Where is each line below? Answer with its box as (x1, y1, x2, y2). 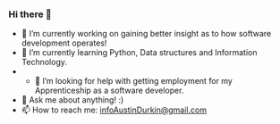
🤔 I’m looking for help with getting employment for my (34, 76, 233, 87)
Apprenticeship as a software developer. (34, 85, 184, 96)
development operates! (21, 37, 107, 48)
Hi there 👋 (8, 8, 53, 21)
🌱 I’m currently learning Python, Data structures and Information (21, 47, 258, 58)
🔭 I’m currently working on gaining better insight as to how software (21, 29, 272, 39)
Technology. (21, 57, 68, 68)
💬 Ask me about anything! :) (21, 95, 124, 105)
